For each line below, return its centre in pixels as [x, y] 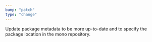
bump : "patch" [20, 10]
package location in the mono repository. [48, 34]
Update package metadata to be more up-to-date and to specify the [76, 28]
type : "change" [21, 14]
